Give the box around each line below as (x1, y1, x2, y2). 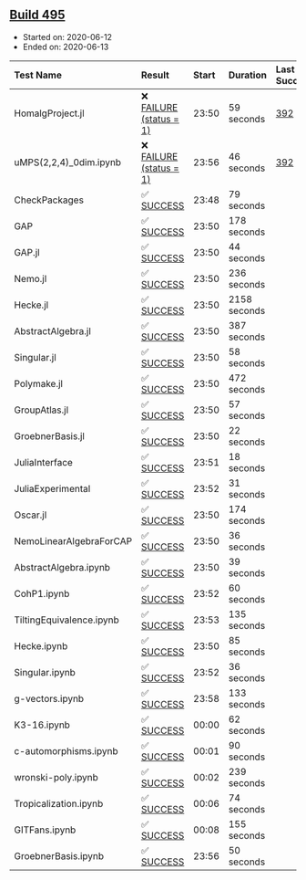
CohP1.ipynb (14, 587, 70, 600)
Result (140, 68, 170, 81)
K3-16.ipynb (14, 718, 71, 731)
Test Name (14, 68, 62, 81)
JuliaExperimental (14, 482, 91, 495)
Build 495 (9, 7, 66, 23)
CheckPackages (14, 194, 85, 206)
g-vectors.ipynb (14, 692, 85, 705)
